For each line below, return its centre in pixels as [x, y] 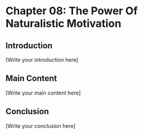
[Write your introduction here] [42, 60]
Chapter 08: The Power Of [72, 11]
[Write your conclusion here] [40, 125]
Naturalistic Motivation [63, 23]
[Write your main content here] [43, 93]
